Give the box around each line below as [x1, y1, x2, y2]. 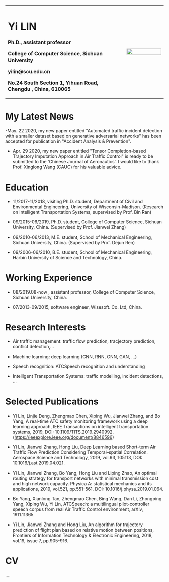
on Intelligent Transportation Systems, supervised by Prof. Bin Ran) [12, 209, 152, 215]
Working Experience [5, 272, 93, 284]
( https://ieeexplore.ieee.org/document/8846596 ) [12, 434, 114, 440]
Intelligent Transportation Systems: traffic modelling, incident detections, [12, 373, 163, 379]
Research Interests [5, 322, 86, 333]
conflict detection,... [12, 343, 54, 350]
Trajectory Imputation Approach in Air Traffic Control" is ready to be [12, 153, 153, 159]
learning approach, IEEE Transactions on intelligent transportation [12, 423, 149, 429]
